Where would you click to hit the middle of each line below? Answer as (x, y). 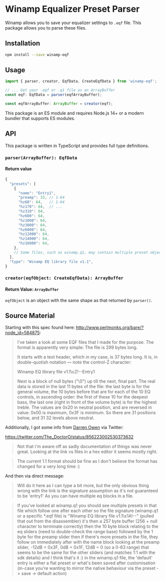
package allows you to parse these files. (46, 28)
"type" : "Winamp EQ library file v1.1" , (51, 262)
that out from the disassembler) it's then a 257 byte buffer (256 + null (87, 521)
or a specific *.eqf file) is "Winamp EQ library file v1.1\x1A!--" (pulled (85, 516)
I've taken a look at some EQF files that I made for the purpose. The (85, 342)
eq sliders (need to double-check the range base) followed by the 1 (85, 532)
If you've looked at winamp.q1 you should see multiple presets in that (87, 506)
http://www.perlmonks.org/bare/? (110, 328)
